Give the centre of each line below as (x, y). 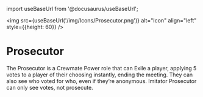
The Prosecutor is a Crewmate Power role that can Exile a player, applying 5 (101, 68)
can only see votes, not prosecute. (50, 87)
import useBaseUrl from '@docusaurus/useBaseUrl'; (72, 9)
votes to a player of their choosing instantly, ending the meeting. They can (100, 75)
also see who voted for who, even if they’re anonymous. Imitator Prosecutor (101, 81)
